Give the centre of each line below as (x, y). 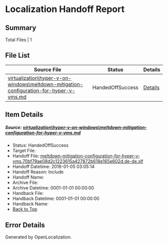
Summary (21, 28)
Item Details (24, 114)
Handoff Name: (28, 177)
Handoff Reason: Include (38, 172)
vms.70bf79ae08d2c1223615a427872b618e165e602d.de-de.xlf (78, 161)
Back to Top (25, 209)
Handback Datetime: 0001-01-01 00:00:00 (56, 198)
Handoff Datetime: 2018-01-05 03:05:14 (53, 167)
